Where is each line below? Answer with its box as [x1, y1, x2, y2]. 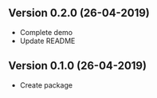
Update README [19, 36, 76, 45]
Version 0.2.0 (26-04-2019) [8, 6, 150, 20]
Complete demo [19, 27, 73, 37]
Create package [19, 80, 73, 90]
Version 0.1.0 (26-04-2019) [8, 59, 147, 73]
